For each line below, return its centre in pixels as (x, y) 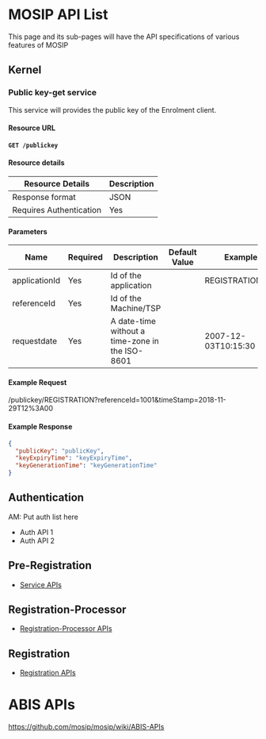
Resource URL (32, 128)
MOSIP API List (58, 15)
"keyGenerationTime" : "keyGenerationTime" (86, 466)
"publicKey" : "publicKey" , (60, 451)
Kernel (25, 70)
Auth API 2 (37, 541)
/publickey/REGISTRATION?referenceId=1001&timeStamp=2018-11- (118, 400)
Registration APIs (48, 673)
